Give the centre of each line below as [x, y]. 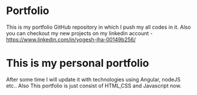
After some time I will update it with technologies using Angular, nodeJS [93, 79]
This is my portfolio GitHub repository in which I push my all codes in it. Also [98, 27]
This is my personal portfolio [78, 63]
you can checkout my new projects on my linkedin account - [80, 33]
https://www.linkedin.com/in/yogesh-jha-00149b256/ [71, 39]
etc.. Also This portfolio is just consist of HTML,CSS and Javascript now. [94, 86]
